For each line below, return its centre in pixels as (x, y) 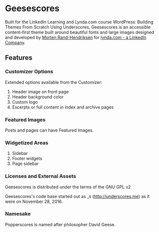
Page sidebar (25, 164)
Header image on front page (40, 91)
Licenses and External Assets (41, 176)
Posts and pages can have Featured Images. (49, 130)
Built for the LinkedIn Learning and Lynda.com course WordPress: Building (79, 22)
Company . (15, 42)
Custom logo (25, 102)
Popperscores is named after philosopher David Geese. (60, 224)
